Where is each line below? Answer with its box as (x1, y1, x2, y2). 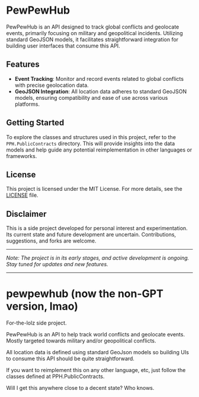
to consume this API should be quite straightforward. (6, 355, 135, 363)
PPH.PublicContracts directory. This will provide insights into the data (6, 140, 175, 147)
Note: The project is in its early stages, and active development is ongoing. (6, 254, 190, 261)
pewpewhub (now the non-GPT (6, 287, 164, 301)
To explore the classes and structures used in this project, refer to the (6, 133, 176, 140)
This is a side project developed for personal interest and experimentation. (6, 225, 188, 232)
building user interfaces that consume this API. (6, 42, 120, 49)
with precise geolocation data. (14, 81, 89, 89)
